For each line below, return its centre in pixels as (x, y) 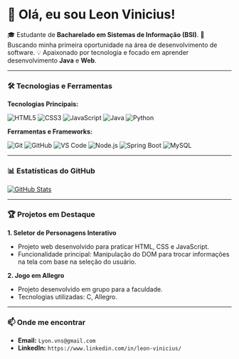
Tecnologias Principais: (43, 104)
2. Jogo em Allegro (36, 275)
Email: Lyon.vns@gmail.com (57, 341)
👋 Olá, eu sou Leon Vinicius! (91, 15)
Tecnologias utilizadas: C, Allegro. (67, 296)
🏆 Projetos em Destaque (52, 215)
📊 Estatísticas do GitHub (51, 171)
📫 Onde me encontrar (47, 322)
